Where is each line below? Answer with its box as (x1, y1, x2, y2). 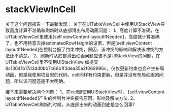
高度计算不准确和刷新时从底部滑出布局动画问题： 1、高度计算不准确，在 (9, 27, 160, 33)
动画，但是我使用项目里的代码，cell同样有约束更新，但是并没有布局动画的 (5, 71, 159, 78)
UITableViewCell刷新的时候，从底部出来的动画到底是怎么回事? (5, 101, 135, 107)
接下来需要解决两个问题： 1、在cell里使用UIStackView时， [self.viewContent (5, 89, 165, 95)
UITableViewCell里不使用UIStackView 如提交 (5, 59, 98, 65)
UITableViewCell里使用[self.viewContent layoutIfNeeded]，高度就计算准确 (5, 33, 160, 40)
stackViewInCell (5, 4, 76, 15)
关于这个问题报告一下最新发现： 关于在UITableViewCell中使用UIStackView (5, 21, 161, 27)
